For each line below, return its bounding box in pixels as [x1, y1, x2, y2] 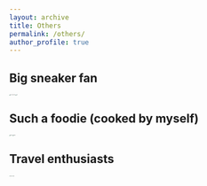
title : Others [9, 21, 62, 30]
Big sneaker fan [9, 70, 98, 85]
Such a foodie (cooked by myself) [9, 112, 199, 127]
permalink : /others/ [9, 29, 86, 38]
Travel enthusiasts [9, 151, 115, 167]
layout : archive [9, 12, 69, 22]
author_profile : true [9, 37, 90, 47]
